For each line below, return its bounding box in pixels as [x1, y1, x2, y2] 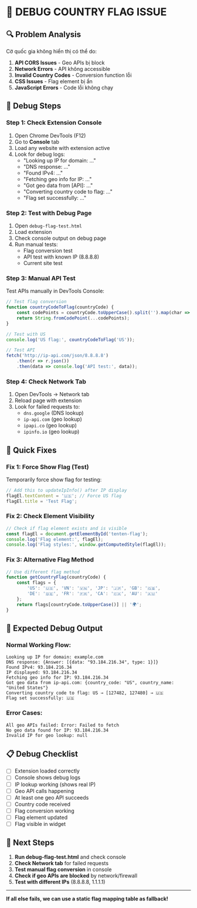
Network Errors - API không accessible [14, 66, 110, 72]
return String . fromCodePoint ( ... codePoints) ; [16, 315, 130, 321]
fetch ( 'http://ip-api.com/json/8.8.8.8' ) [6, 353, 109, 359]
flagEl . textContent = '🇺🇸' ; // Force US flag [6, 492, 122, 499]
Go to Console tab [14, 138, 60, 145]
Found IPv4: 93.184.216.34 [6, 665, 72, 671]
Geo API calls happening [14, 787, 74, 794]
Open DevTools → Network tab [14, 391, 90, 398]
